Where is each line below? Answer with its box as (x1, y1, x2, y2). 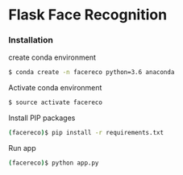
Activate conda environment (8, 83, 102, 93)
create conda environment (8, 52, 97, 62)
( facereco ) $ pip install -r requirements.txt (8, 129, 164, 137)
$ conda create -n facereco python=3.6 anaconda (8, 69, 175, 77)
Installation (8, 35, 54, 46)
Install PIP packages (8, 113, 76, 123)
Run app (8, 144, 36, 153)
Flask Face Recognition (8, 6, 168, 24)
